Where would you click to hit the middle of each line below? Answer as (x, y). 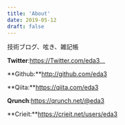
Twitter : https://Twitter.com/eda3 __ (56, 61)
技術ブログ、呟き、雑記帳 (43, 47)
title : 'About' (29, 13)
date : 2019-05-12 (32, 20)
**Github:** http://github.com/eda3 (57, 74)
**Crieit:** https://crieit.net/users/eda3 (62, 114)
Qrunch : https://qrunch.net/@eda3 (56, 101)
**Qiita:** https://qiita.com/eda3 (53, 88)
